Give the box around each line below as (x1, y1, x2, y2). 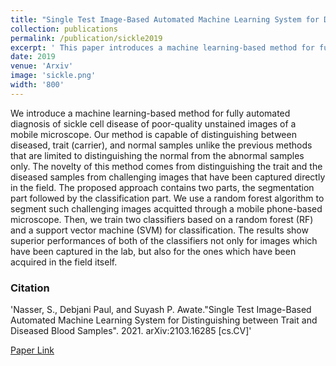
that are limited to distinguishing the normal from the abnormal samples (10, 149, 305, 161)
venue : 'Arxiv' (10, 61, 74, 71)
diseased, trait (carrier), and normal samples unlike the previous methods (10, 139, 313, 151)
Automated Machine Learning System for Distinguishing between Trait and (10, 314, 318, 326)
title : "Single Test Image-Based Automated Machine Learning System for (10, 14, 320, 25)
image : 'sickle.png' (10, 71, 97, 81)
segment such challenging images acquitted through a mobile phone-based (10, 202, 323, 215)
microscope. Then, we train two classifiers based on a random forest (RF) (10, 213, 314, 225)
